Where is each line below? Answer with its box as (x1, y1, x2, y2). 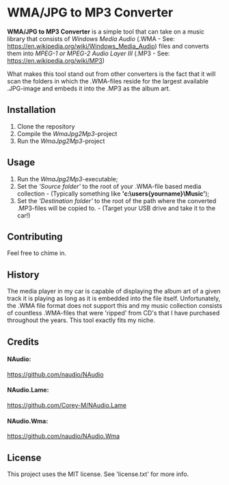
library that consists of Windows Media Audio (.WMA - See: (7, 34, 176, 42)
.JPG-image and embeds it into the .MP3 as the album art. (7, 84, 171, 92)
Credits (7, 336, 40, 348)
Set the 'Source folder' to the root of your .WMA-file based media (16, 182, 202, 190)
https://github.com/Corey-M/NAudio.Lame (7, 401, 127, 409)
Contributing (7, 231, 63, 242)
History (7, 269, 40, 280)
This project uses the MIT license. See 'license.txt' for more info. (7, 470, 189, 478)
